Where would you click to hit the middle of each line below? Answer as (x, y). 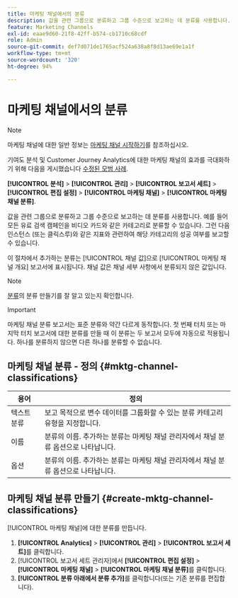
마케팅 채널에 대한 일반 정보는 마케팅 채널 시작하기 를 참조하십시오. (98, 144)
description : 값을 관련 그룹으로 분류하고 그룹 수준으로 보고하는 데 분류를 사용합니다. (119, 21)
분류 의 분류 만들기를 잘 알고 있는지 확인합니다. (71, 295)
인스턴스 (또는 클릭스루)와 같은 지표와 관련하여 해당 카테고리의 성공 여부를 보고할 (118, 234)
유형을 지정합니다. (73, 423)
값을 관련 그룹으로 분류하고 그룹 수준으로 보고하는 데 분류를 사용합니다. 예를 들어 (118, 216)
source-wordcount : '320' (44, 60)
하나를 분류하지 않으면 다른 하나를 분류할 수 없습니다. (89, 342)
